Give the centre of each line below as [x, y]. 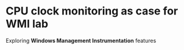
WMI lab [27, 24]
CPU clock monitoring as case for [92, 11]
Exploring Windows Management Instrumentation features [81, 40]
